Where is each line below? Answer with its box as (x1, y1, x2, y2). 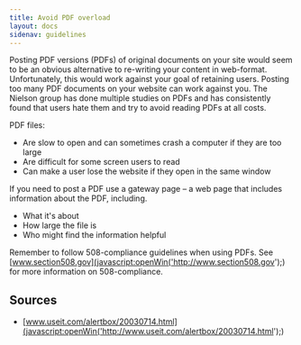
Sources (9, 292, 58, 307)
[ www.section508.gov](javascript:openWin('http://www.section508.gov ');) (9, 257, 286, 268)
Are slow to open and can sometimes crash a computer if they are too (22, 137, 282, 149)
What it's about (22, 211, 79, 222)
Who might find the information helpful (22, 230, 167, 241)
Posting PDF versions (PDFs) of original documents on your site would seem (9, 55, 293, 66)
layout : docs (9, 22, 59, 31)
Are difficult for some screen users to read (22, 157, 180, 168)
